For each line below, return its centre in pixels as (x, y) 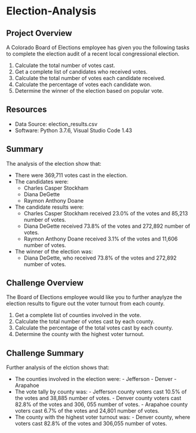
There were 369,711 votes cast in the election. (71, 175)
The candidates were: (42, 181)
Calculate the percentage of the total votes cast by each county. (94, 328)
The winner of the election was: (54, 251)
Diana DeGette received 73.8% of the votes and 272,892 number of (107, 226)
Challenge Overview (45, 283)
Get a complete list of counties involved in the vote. (78, 315)
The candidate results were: (49, 207)
